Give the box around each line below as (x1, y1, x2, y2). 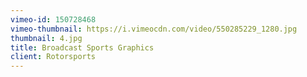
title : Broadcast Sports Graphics (10, 42, 155, 53)
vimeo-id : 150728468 (10, 14, 97, 25)
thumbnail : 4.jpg (10, 33, 83, 43)
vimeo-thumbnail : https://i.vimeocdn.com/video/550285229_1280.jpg (10, 24, 298, 34)
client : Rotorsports (10, 52, 97, 62)
